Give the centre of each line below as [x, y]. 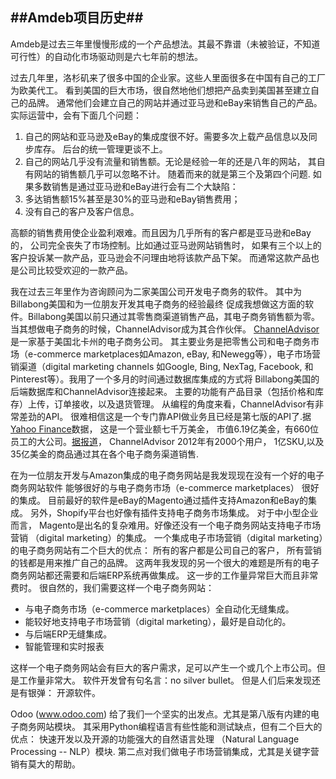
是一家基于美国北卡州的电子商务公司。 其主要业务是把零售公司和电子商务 [160, 341]
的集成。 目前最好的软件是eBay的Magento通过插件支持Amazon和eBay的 [159, 500]
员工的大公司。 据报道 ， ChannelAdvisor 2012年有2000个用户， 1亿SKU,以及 [167, 441]
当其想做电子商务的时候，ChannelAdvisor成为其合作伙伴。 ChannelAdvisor [165, 329]
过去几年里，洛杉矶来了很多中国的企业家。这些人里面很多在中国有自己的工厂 [168, 77]
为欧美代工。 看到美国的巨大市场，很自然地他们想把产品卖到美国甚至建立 [160, 90]
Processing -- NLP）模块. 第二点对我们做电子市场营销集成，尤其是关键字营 [165, 751]
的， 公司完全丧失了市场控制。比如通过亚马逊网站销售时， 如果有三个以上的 [166, 245]
